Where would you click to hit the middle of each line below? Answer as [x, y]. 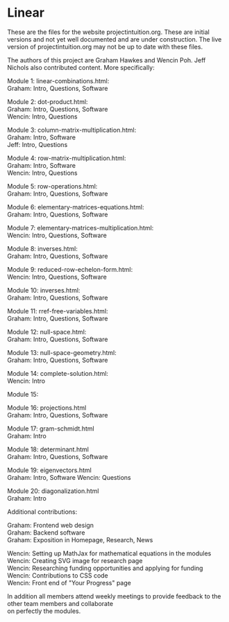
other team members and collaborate [60, 603]
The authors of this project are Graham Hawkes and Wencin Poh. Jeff [107, 60]
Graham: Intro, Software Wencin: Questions [69, 477]
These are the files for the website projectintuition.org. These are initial [108, 32]
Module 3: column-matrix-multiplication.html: [72, 130]
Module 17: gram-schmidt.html [51, 429]
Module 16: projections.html [47, 408]
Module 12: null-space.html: [47, 331]
